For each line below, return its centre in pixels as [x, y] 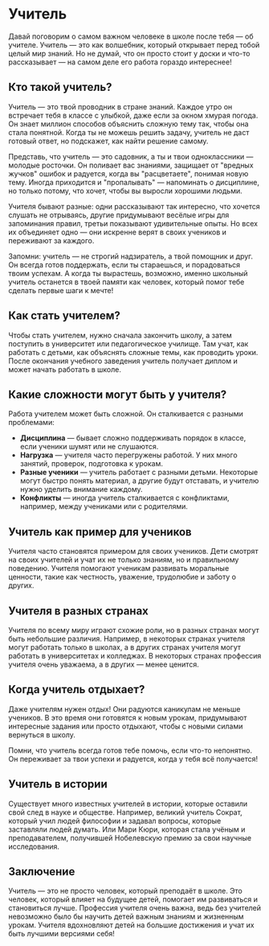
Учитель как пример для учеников [100, 532]
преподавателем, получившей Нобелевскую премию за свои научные [130, 837]
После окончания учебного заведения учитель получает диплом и [123, 361]
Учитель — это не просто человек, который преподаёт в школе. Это [126, 891]
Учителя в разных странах [78, 611]
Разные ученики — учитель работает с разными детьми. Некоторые [139, 473]
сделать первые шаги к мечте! [61, 290]
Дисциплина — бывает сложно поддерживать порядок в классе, [133, 438]
